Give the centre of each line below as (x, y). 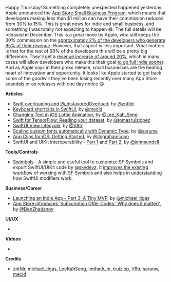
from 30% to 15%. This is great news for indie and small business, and (80, 24)
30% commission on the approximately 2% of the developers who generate (85, 40)
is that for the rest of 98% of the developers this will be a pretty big (76, 51)
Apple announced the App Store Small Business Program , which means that (85, 13)
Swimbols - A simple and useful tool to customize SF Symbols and (83, 162)
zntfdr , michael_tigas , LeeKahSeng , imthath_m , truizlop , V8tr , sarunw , (86, 269)
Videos (13, 239)
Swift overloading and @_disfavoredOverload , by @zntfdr (73, 104)
